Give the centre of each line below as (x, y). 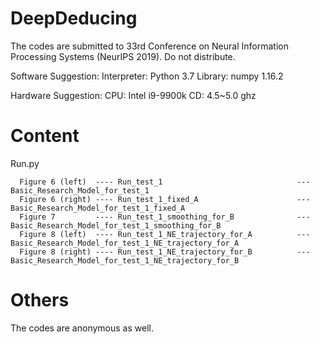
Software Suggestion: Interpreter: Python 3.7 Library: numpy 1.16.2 (147, 76)
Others (40, 300)
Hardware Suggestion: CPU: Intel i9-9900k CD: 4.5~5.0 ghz (133, 95)
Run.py (25, 163)
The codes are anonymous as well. (82, 328)
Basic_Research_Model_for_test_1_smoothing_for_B (116, 225)
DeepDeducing (74, 18)
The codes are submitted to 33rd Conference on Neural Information (149, 46)
